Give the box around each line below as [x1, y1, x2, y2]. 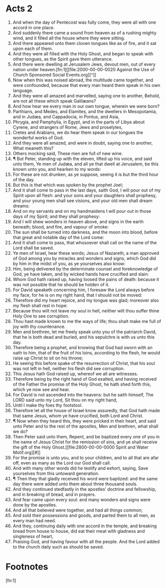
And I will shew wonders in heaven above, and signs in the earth [12, 218, 144, 225]
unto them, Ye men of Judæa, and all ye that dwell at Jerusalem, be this [12, 161, 159, 167]
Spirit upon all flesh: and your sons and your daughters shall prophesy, [12, 192, 157, 198]
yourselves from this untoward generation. [12, 470, 99, 476]
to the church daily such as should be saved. [12, 544, 104, 549]
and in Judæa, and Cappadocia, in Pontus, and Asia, [12, 114, 120, 119]
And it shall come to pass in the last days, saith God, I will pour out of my [12, 187, 161, 193]
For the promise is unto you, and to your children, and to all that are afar [12, 455, 159, 461]
